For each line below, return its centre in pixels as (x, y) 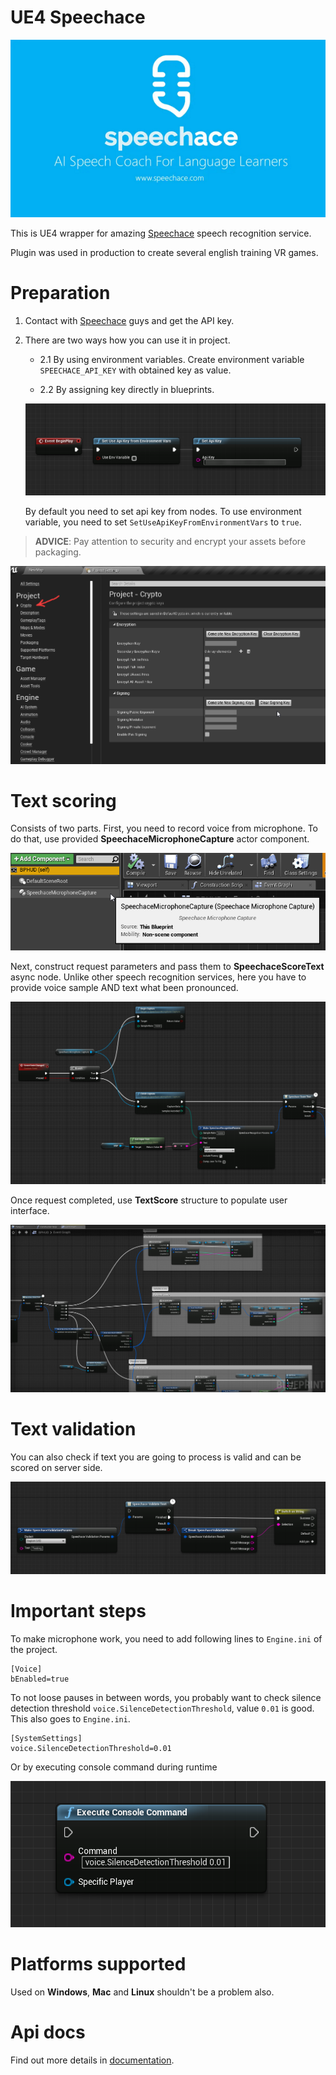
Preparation (60, 293)
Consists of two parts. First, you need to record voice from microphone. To (164, 828)
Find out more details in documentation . (92, 2060)
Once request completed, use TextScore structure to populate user (149, 1200)
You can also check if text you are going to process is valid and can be (156, 1457)
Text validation (73, 1429)
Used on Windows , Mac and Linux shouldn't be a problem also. (142, 1992)
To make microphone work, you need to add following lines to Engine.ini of (166, 1638)
